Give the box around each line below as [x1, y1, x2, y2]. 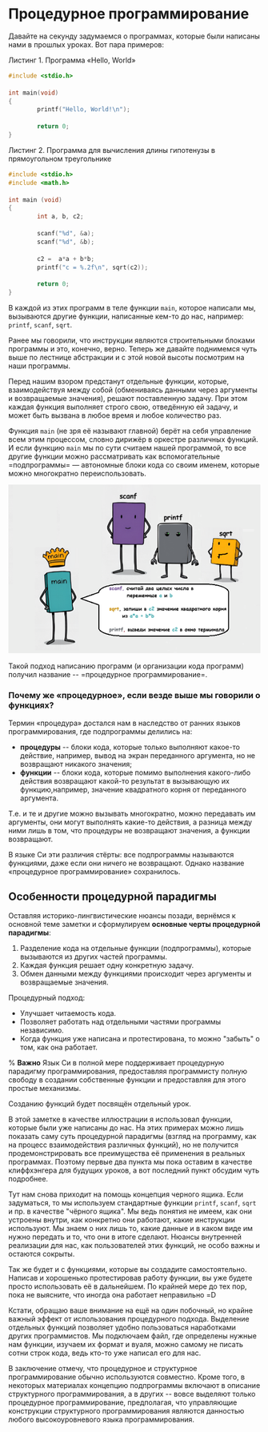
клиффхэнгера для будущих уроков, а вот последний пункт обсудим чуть [8, 1165, 260, 1175]
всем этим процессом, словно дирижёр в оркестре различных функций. [8, 435, 258, 444]
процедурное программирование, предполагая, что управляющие [8, 1398, 238, 1407]
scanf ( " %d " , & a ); [37, 230, 94, 238]
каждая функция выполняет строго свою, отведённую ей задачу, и [8, 402, 238, 412]
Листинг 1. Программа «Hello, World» [8, 55, 136, 65]
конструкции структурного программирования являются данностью [8, 1406, 245, 1416]
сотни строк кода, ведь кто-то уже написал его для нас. [8, 1348, 202, 1358]
